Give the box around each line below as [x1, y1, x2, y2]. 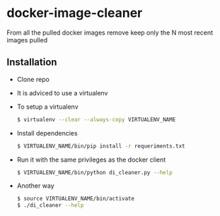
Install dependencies [16, 128, 79, 137]
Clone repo [16, 75, 50, 83]
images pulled [6, 35, 47, 44]
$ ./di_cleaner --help [16, 202, 84, 209]
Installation [6, 56, 57, 68]
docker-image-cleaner [6, 5, 143, 21]
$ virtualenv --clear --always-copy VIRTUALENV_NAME [16, 116, 176, 123]
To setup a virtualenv [16, 102, 79, 111]
